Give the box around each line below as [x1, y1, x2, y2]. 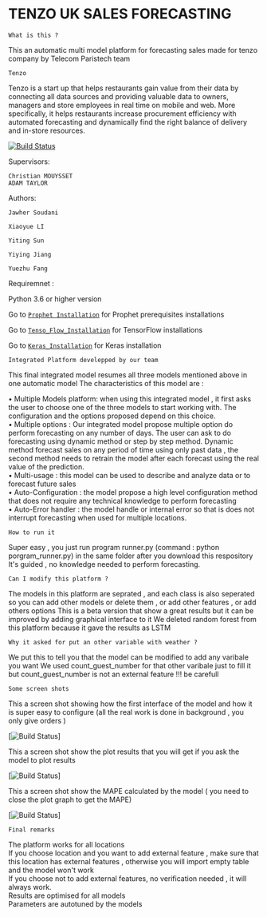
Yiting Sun [8, 237, 45, 245]
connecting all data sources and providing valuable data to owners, [8, 91, 229, 101]
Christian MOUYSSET [8, 172, 73, 180]
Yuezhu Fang [8, 265, 48, 273]
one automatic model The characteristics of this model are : [8, 378, 205, 388]
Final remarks [8, 825, 56, 834]
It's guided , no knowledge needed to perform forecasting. [8, 559, 201, 568]
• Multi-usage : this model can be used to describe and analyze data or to [8, 470, 251, 480]
